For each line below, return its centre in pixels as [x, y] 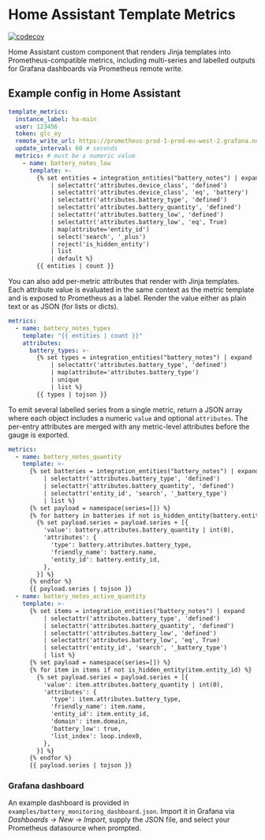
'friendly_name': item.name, [98, 707]
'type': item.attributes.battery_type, [116, 699]
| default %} [71, 259]
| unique [65, 380]
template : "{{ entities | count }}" [83, 335]
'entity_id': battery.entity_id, [105, 559]
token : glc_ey [38, 134]
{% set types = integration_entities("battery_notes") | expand [144, 358]
